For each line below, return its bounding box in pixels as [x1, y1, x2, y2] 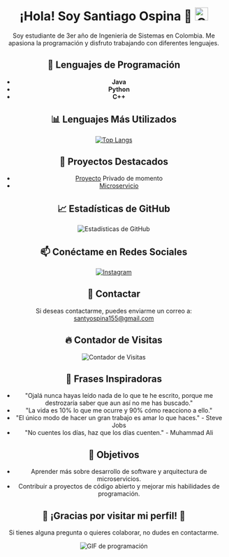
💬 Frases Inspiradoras [65, 373, 163, 385]
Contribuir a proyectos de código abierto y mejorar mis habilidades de [18, 482, 220, 491]
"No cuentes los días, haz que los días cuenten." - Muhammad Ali [24, 429, 214, 437]
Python [108, 84, 131, 94]
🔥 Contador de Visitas [65, 334, 163, 346]
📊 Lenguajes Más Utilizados [51, 114, 177, 126]
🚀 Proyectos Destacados [59, 156, 169, 168]
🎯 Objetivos [88, 449, 140, 461]
